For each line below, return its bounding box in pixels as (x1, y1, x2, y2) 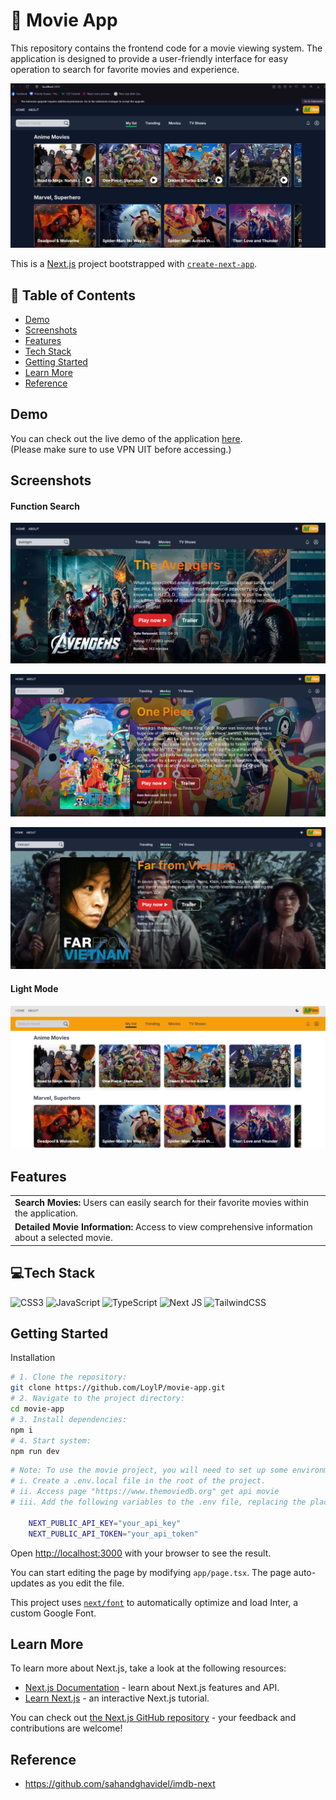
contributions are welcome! (10, 1722, 123, 1734)
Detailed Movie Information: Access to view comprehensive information (14, 1221, 313, 1233)
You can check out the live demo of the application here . (10, 432, 243, 444)
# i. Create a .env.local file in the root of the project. (10, 1476, 267, 1486)
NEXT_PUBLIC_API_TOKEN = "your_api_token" (28, 1529, 199, 1539)
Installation (10, 1352, 56, 1364)
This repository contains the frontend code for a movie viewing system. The (10, 42, 323, 54)
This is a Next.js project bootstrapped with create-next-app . (10, 258, 258, 270)
